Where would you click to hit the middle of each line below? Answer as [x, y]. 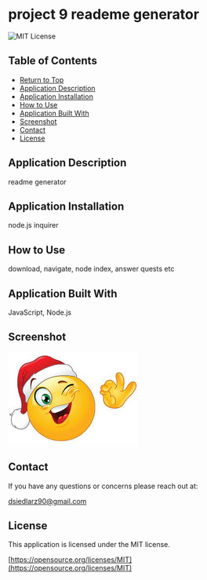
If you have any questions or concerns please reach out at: [103, 486]
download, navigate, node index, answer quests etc [91, 269]
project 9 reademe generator [104, 15]
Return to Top [42, 79]
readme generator [37, 181]
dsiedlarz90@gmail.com [47, 501]
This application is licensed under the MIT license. [89, 545]
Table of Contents [53, 61]
